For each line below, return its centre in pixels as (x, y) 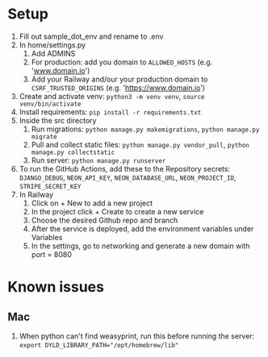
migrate (44, 137)
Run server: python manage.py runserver (98, 160)
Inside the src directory (58, 120)
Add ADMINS (53, 53)
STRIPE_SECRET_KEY (50, 186)
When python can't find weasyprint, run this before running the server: (137, 336)
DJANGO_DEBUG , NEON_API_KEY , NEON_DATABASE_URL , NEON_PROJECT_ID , (128, 177)
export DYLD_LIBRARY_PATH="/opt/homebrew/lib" (99, 345)
